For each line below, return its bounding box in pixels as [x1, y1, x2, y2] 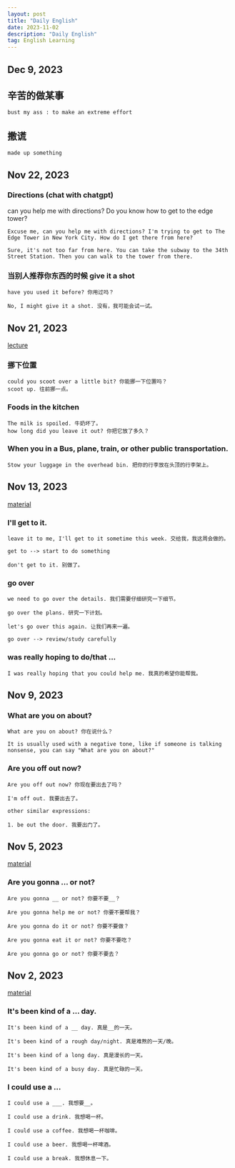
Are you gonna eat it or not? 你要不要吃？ [7, 937, 132, 944]
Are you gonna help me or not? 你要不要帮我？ [7, 909, 141, 916]
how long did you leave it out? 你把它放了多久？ [7, 427, 150, 434]
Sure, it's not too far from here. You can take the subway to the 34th [7, 246, 229, 254]
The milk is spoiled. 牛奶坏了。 [7, 419, 101, 427]
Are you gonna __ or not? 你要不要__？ [7, 894, 121, 902]
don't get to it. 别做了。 [7, 561, 84, 569]
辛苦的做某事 [7, 89, 64, 101]
